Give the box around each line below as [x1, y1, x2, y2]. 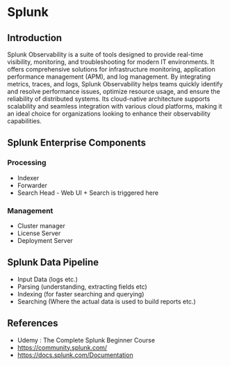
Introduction [7, 32, 63, 44]
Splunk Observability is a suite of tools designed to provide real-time [7, 50, 204, 58]
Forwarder [17, 181, 47, 189]
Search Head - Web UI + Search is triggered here [17, 189, 158, 197]
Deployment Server [17, 236, 73, 244]
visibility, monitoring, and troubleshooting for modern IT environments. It [7, 58, 215, 66]
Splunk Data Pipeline [7, 257, 99, 269]
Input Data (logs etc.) [17, 275, 79, 283]
